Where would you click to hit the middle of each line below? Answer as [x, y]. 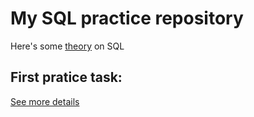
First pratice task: [66, 77]
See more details [45, 101]
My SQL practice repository [127, 18]
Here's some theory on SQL [67, 46]
